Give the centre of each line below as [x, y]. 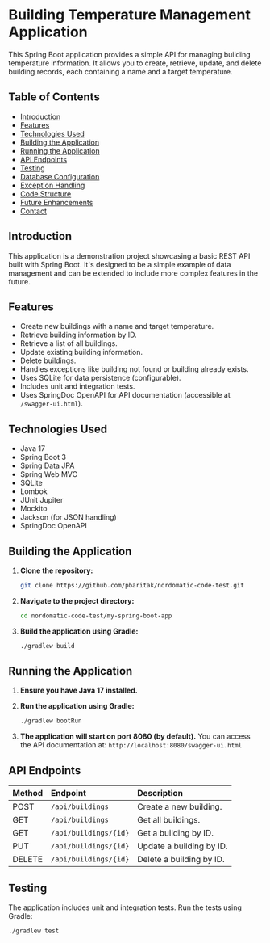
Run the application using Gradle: [77, 706]
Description [160, 794]
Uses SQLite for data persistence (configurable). [100, 378]
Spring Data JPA [47, 465]
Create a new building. [179, 807]
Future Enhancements [56, 202]
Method [28, 794]
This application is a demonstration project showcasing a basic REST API [129, 255]
